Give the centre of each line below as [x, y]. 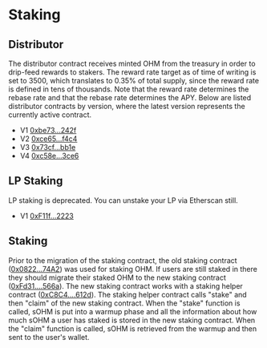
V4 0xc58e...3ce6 [49, 156]
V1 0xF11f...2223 [47, 216]
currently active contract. [50, 115]
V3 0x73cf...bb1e [48, 147]
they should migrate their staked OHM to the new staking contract [117, 277]
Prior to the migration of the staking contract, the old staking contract [123, 260]
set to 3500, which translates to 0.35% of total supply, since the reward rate [133, 81]
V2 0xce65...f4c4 [49, 139]
